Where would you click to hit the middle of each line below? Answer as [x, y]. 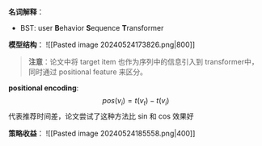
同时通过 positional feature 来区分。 [88, 72]
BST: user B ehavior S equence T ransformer [92, 28]
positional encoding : [44, 88]
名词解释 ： [26, 12]
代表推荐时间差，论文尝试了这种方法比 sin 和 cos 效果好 [101, 116]
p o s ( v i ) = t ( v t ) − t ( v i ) [136, 102]
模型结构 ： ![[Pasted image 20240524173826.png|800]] [102, 44]
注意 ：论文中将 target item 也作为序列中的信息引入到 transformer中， [143, 62]
